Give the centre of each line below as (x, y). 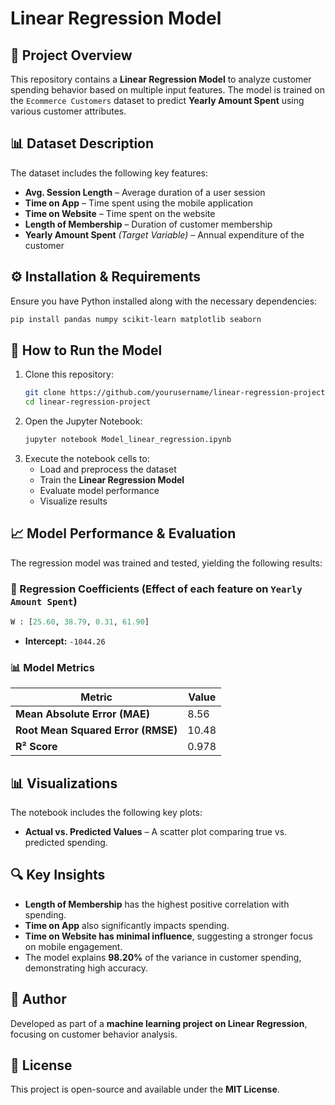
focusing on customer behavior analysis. (94, 1034)
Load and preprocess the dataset (108, 469)
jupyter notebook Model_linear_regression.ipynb (128, 440)
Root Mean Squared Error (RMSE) (96, 730)
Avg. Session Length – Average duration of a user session (145, 192)
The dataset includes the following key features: (109, 173)
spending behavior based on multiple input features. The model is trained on (168, 90)
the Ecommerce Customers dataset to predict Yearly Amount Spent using (157, 100)
